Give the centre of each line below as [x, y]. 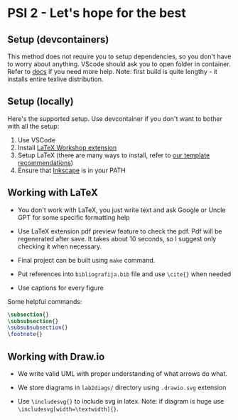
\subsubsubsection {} [38, 328]
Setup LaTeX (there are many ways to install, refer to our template [114, 155]
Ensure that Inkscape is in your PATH [71, 170]
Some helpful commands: [45, 301]
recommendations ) [45, 162]
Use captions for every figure [61, 288]
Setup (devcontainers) [58, 40]
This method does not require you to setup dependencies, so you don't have [119, 56]
